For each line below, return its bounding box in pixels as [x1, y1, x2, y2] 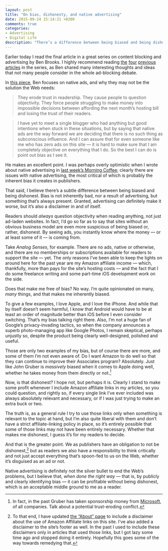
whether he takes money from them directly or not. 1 [5, 369, 111, 376]
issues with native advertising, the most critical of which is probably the [5, 172, 153, 178]
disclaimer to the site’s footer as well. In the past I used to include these [12, 524, 160, 530]
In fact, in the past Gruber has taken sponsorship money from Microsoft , [12, 498, 161, 504]
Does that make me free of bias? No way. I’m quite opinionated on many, [5, 286, 154, 292]
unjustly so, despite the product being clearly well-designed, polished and [5, 333, 158, 339]
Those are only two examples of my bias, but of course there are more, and [5, 348, 161, 354]
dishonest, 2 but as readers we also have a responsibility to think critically [5, 447, 156, 454]
